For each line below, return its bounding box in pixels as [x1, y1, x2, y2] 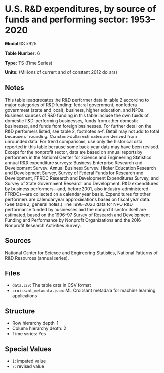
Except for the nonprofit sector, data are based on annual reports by [5, 149, 143, 155]
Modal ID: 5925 [5, 40, 37, 46]
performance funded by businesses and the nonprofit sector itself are [5, 206, 146, 212]
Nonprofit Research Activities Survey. [5, 222, 81, 228]
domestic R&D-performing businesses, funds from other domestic [5, 117, 139, 124]
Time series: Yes [12, 331, 46, 337]
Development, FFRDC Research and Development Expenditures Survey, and [5, 175, 159, 181]
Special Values [5, 345, 52, 353]
